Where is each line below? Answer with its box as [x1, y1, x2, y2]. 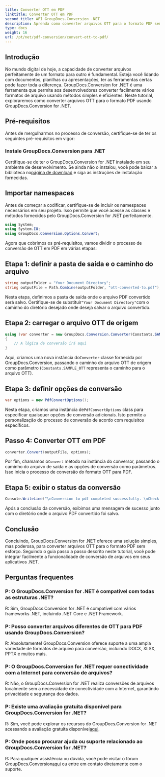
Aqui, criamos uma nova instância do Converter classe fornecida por [5, 355, 142, 361]
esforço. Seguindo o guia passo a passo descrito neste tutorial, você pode [5, 548, 156, 554]
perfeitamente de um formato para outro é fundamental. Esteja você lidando [5, 71, 159, 77]
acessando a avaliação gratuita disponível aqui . [5, 726, 100, 732]
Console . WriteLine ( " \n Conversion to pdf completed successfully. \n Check [5, 496, 160, 501]
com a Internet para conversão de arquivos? [5, 669, 113, 676]
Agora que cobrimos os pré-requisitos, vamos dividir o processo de [5, 240, 142, 246]
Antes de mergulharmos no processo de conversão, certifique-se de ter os [5, 130, 157, 136]
